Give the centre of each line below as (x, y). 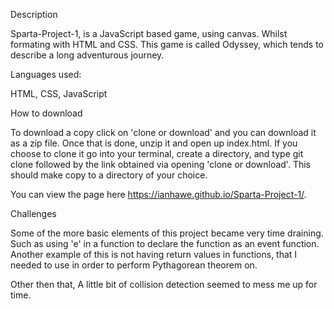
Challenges (33, 213)
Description (34, 14)
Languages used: (46, 74)
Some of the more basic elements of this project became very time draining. (167, 233)
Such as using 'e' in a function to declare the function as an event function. (165, 243)
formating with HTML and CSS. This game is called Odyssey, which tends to (167, 44)
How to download (46, 113)
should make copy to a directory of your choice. (109, 175)
